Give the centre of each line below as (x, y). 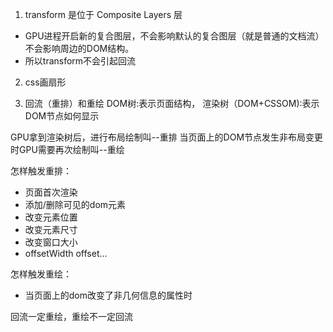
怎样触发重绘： (41, 274)
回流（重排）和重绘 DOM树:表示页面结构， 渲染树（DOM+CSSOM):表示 (172, 103)
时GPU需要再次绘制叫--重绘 (67, 149)
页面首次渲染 (51, 192)
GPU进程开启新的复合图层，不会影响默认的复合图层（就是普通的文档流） (174, 36)
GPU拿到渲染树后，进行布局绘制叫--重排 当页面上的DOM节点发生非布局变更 (167, 137)
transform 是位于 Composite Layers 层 (103, 14)
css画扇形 (45, 82)
